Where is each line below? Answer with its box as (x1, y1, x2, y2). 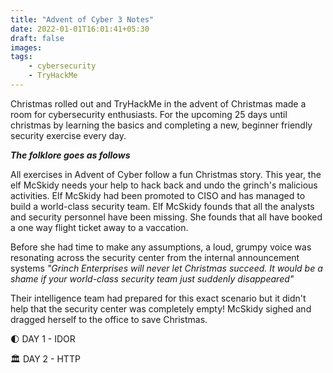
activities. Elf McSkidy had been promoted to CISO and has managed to (10, 189, 306, 201)
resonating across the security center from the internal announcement (10, 251, 300, 263)
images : (10, 42, 43, 53)
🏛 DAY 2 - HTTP (10, 352, 81, 365)
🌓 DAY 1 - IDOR (10, 332, 76, 345)
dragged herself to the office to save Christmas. (10, 313, 208, 325)
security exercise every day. (10, 129, 127, 141)
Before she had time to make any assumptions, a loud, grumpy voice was (10, 241, 312, 253)
